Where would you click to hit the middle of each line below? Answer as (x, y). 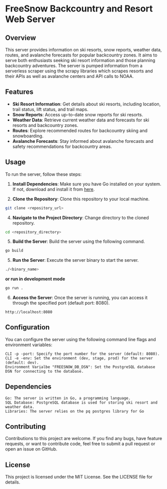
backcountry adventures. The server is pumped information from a (74, 66)
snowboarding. (28, 136)
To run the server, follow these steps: (43, 174)
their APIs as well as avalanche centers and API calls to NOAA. (69, 76)
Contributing (25, 427)
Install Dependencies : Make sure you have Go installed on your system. (87, 184)
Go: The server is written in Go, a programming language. (68, 398)
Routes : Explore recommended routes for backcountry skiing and (80, 130)
